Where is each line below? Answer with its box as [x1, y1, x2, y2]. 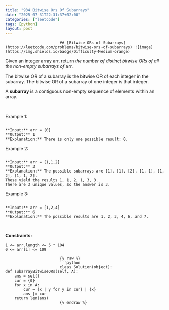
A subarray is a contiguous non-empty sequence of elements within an [5, 88, 155, 94]
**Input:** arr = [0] [5, 128, 51, 133]
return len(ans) [14, 296, 49, 301]
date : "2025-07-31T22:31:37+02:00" [5, 12, 81, 17]
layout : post [5, 26, 33, 31]
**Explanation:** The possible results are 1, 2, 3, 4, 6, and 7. [5, 214, 149, 219]
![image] [134, 45, 153, 50]
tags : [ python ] [5, 21, 38, 27]
